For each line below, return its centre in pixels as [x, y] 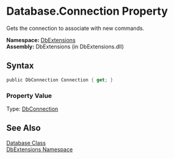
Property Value [29, 95]
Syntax [20, 66]
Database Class [26, 142]
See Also [24, 128]
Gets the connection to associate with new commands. [75, 28]
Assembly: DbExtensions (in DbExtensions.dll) [65, 46]
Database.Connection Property [87, 11]
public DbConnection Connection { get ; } [60, 80]
